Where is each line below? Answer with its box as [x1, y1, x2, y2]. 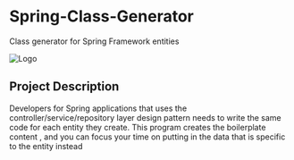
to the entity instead [9, 140, 83, 151]
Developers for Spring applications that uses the [9, 103, 188, 114]
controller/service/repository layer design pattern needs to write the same [9, 112, 281, 122]
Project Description [9, 79, 120, 95]
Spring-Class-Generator [9, 6, 194, 27]
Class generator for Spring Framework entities [9, 36, 180, 46]
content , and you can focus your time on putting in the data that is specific [9, 131, 286, 142]
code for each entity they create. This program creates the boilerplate [9, 122, 266, 132]
